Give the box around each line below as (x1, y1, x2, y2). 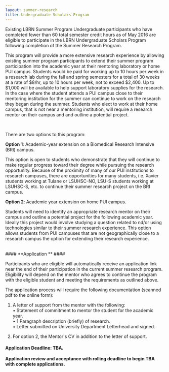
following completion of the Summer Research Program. (5, 42, 122, 48)
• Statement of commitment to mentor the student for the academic (12, 307, 154, 313)
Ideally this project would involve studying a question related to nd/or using (5, 219, 162, 225)
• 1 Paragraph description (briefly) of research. (12, 318, 110, 324)
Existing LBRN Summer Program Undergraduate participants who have (5, 26, 153, 32)
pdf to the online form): (5, 292, 54, 298)
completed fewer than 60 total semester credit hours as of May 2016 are (5, 32, 156, 38)
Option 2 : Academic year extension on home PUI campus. (5, 199, 126, 205)
